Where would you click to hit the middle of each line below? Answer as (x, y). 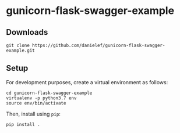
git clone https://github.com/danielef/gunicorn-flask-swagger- (86, 45)
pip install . (23, 124)
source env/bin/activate (36, 103)
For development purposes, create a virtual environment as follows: (87, 82)
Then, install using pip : (33, 114)
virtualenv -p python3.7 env (41, 98)
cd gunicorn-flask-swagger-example (49, 93)
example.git (20, 51)
